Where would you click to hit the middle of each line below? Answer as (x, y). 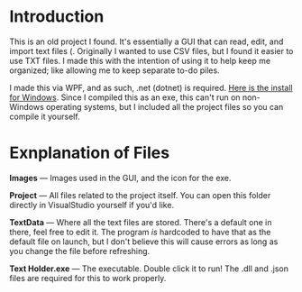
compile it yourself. (45, 116)
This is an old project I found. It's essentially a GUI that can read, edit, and (146, 41)
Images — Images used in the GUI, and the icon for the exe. (120, 178)
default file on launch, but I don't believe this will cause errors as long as (144, 242)
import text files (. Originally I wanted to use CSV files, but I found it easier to (151, 50)
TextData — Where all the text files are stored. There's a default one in (141, 222)
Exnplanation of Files (89, 153)
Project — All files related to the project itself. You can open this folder (140, 195)
